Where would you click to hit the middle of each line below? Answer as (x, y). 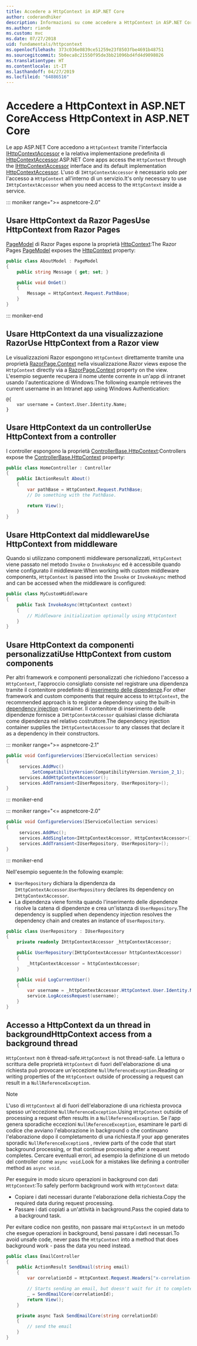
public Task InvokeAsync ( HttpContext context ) (74, 605)
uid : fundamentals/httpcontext (44, 45)
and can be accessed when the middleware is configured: (76, 583)
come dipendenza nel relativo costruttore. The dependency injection (88, 721)
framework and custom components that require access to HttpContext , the (97, 696)
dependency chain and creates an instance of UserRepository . (90, 920)
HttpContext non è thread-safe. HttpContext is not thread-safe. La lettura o (95, 1058)
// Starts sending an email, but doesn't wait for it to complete (110, 1289)
